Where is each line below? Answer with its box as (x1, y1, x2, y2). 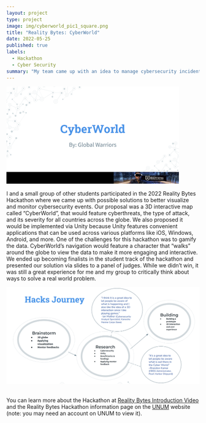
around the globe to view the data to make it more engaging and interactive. (6, 249, 198, 256)
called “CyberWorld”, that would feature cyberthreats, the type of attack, (6, 210, 190, 217)
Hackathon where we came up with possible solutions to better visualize (6, 197, 189, 204)
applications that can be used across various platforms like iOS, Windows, (6, 229, 194, 237)
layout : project (6, 10, 48, 16)
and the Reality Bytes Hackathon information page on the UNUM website (6, 403, 191, 410)
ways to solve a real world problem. (6, 275, 96, 282)
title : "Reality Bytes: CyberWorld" (6, 30, 100, 36)
